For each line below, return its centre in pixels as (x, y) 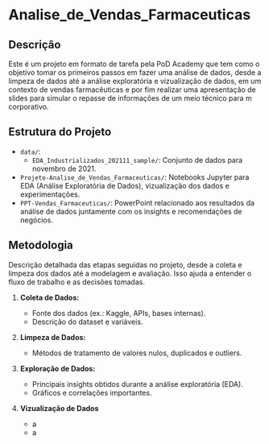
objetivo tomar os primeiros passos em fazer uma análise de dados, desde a (135, 73)
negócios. (37, 220)
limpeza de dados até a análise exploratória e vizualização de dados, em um (135, 81)
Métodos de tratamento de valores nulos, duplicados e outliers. (137, 353)
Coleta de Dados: (50, 297)
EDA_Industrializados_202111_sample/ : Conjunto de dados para (137, 160)
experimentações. (50, 194)
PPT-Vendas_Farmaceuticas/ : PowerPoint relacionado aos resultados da (137, 202)
